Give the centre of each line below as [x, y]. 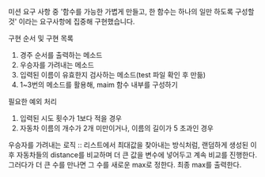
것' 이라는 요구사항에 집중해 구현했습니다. [72, 21]
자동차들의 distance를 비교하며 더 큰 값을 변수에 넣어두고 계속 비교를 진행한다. [136, 155]
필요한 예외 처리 [33, 102]
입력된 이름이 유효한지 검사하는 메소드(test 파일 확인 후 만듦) [113, 75]
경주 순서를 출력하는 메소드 [61, 55]
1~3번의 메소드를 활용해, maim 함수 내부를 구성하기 [98, 85]
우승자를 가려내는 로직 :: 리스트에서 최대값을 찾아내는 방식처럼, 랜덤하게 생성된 [129, 145]
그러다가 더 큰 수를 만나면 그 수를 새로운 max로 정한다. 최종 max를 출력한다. [125, 165]
